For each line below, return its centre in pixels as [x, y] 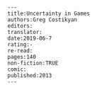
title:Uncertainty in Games [49, 13]
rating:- [20, 45]
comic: [17, 69]
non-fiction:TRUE [33, 63]
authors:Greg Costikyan [42, 20]
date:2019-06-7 [30, 38]
